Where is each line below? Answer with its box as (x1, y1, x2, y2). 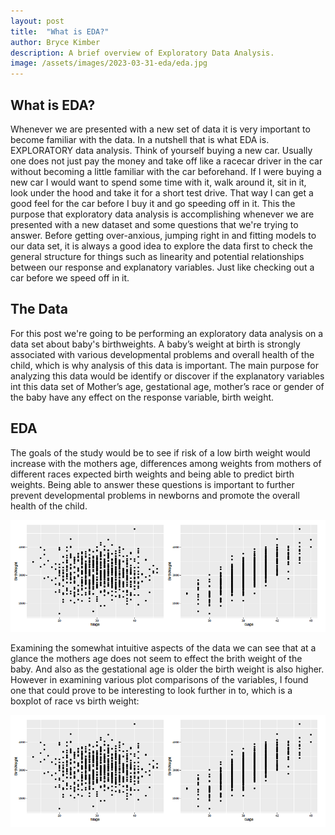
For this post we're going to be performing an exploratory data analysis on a (10, 327, 324, 339)
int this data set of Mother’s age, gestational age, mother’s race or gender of (10, 380, 325, 392)
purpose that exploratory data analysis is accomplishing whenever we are (10, 208, 315, 220)
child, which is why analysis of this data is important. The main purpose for (10, 359, 319, 371)
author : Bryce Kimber (10, 37, 101, 47)
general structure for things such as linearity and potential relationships (10, 250, 305, 262)
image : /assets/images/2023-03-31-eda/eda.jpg (10, 58, 208, 69)
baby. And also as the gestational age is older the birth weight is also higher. (10, 663, 325, 675)
